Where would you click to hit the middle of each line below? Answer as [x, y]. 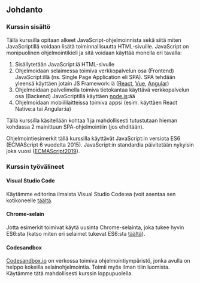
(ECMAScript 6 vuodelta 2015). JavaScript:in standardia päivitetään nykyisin [100, 144]
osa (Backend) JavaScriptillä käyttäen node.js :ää [75, 96]
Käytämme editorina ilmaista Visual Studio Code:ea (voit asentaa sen [91, 194]
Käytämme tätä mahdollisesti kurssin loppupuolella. [69, 273]
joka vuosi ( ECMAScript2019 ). [43, 151]
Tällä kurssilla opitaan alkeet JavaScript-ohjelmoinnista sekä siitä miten [94, 40]
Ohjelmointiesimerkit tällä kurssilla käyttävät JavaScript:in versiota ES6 [93, 138]
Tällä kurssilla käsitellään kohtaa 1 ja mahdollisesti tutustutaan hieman [92, 120]
